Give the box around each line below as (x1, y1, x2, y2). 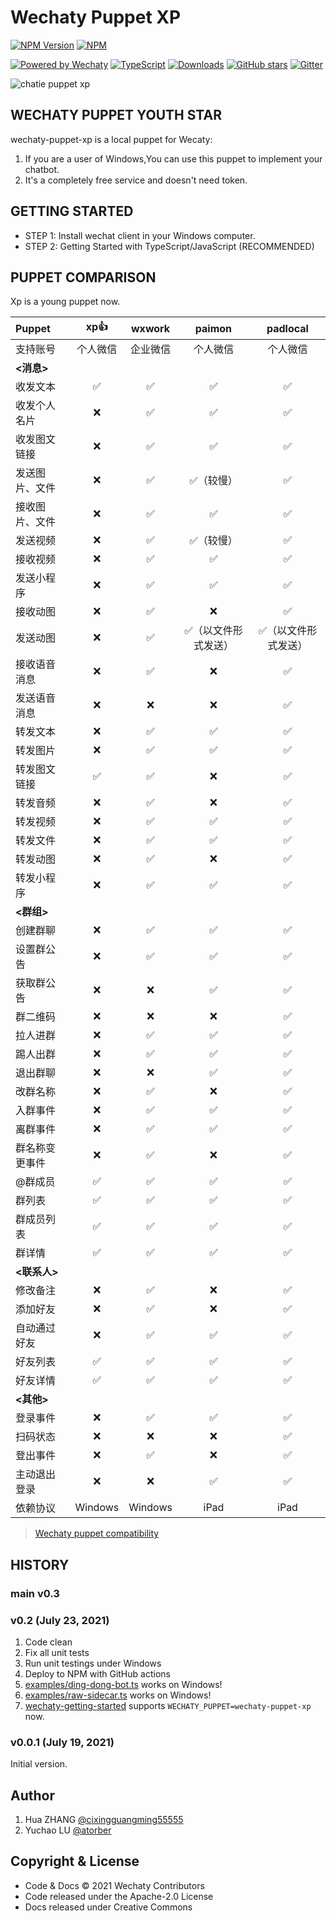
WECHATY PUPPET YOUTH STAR (10, 107, 222, 124)
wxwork (131, 321, 171, 335)
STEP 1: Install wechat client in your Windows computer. (24, 229, 256, 241)
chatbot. (24, 163, 60, 175)
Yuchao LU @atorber (24, 1824, 112, 1836)
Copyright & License (10, 1853, 140, 1870)
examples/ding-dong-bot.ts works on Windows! (24, 1678, 223, 1690)
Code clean (24, 1636, 73, 1648)
